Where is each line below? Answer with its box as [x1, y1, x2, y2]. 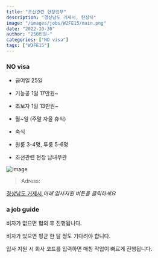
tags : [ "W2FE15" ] [6, 43, 50, 49]
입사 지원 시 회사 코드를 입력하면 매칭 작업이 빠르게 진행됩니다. [6, 245, 153, 253]
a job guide [6, 206, 40, 214]
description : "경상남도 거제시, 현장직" [6, 14, 96, 20]
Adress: [21, 177, 41, 184]
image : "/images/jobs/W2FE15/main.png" [6, 20, 107, 26]
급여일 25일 [14, 77, 43, 84]
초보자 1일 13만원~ [14, 102, 59, 110]
